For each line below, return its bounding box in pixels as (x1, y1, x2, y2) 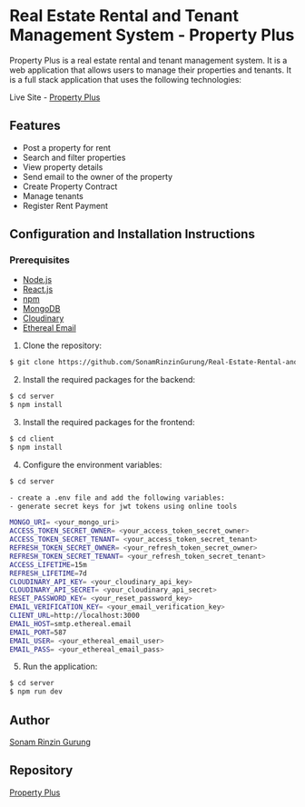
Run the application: (22, 661, 98, 672)
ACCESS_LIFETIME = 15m (9, 560, 88, 569)
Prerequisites (9, 254, 70, 266)
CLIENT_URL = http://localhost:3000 (9, 611, 141, 621)
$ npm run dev (9, 687, 64, 696)
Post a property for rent (22, 142, 112, 153)
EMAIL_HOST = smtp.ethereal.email (9, 619, 132, 628)
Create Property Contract (22, 181, 118, 192)
